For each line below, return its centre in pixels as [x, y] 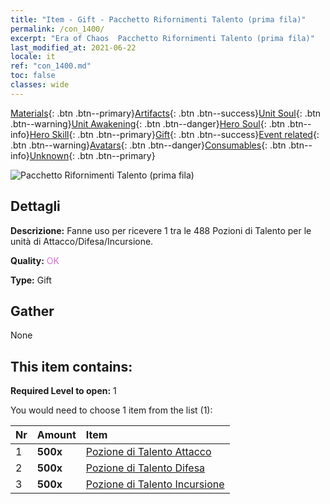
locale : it [33, 57]
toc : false [33, 76]
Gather [32, 311]
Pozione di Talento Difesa [145, 468]
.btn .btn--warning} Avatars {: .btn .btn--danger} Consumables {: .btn [148, 145]
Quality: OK [35, 260]
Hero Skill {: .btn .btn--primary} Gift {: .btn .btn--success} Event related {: [174, 134]
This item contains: [71, 366]
